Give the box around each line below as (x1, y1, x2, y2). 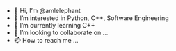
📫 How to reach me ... (13, 37, 79, 44)
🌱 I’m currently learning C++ (13, 21, 95, 29)
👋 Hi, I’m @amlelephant (13, 7, 81, 14)
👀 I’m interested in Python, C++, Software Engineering (13, 14, 169, 22)
